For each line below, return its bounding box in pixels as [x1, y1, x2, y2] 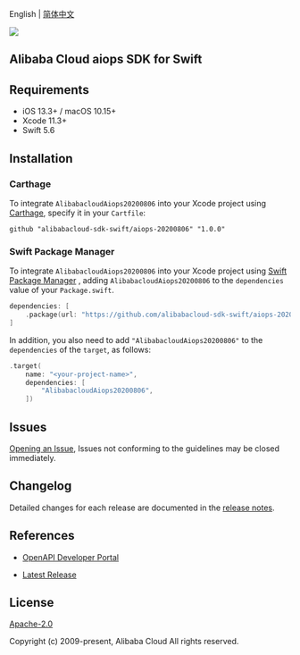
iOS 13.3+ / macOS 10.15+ [21, 106, 117, 117]
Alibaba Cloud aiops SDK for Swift [9, 52, 203, 67]
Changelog [9, 478, 72, 494]
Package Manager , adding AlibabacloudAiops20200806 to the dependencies [9, 275, 284, 286]
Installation [9, 151, 73, 166]
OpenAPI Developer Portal [21, 551, 119, 562]
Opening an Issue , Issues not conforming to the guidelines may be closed [9, 443, 279, 454]
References [9, 528, 75, 543]
